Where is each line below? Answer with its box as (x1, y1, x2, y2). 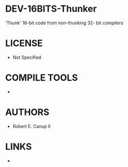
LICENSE (5, 37, 43, 49)
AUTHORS (5, 107, 50, 118)
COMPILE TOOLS (5, 72, 78, 83)
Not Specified (12, 54, 41, 60)
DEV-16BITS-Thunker (5, 3, 97, 15)
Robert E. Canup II (12, 123, 51, 129)
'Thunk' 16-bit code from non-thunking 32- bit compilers (5, 20, 123, 26)
